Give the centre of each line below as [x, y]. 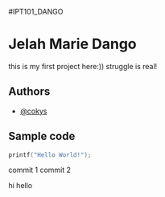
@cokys [33, 111]
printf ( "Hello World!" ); [50, 155]
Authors [29, 92]
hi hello [21, 186]
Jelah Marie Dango [72, 44]
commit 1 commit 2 [39, 170]
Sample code [42, 136]
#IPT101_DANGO [36, 12]
